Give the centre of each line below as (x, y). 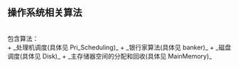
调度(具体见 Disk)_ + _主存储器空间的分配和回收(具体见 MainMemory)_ (110, 56)
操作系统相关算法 (45, 13)
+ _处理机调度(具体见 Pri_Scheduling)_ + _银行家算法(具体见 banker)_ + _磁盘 (119, 47)
